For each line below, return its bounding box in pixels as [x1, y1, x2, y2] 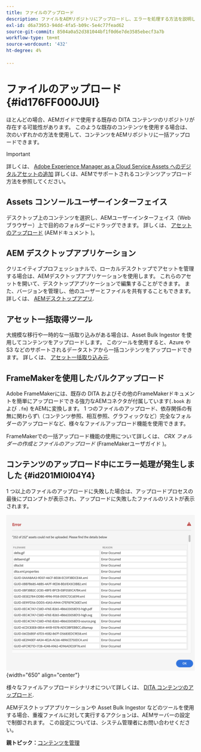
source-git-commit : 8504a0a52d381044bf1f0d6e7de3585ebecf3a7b [6, 29, 165, 35]
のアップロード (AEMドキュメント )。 [6, 229, 98, 236]
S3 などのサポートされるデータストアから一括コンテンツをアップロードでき [6, 346, 193, 353]
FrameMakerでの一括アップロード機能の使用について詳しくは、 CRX [6, 432, 175, 439]
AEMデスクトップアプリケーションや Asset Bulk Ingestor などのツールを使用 [6, 704, 194, 711]
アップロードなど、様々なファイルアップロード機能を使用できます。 [22, 420, 189, 427]
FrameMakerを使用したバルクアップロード [6, 373, 165, 383]
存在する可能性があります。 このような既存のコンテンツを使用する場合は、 [6, 123, 191, 131]
